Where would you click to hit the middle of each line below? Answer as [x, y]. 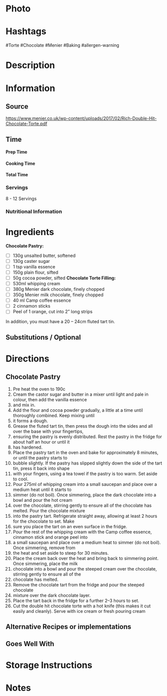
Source [17, 106]
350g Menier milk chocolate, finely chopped [58, 295]
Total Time [17, 175]
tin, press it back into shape [41, 468]
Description [30, 65]
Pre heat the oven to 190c [39, 389]
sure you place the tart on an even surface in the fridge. [70, 526]
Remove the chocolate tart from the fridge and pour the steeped [79, 584]
